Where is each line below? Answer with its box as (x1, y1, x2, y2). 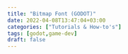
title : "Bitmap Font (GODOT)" (7, 10, 97, 18)
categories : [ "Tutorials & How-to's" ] (7, 23, 122, 30)
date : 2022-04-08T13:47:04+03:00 (7, 17, 106, 24)
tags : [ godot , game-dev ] (7, 29, 78, 37)
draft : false (7, 36, 46, 43)
